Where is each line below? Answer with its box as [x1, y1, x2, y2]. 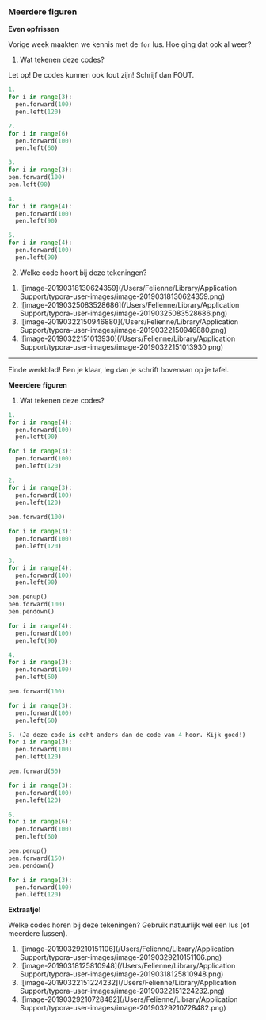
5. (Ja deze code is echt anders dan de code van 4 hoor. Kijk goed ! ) [8, 731, 246, 739]
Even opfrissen [8, 25, 59, 34]
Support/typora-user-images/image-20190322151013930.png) [19, 342, 224, 351]
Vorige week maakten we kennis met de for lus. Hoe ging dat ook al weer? [8, 40, 252, 49]
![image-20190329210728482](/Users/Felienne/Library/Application [19, 995, 238, 1004]
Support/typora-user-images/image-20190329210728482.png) [19, 1003, 227, 1013]
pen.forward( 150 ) [8, 854, 66, 862]
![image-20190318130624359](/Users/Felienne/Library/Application [19, 283, 237, 292]
